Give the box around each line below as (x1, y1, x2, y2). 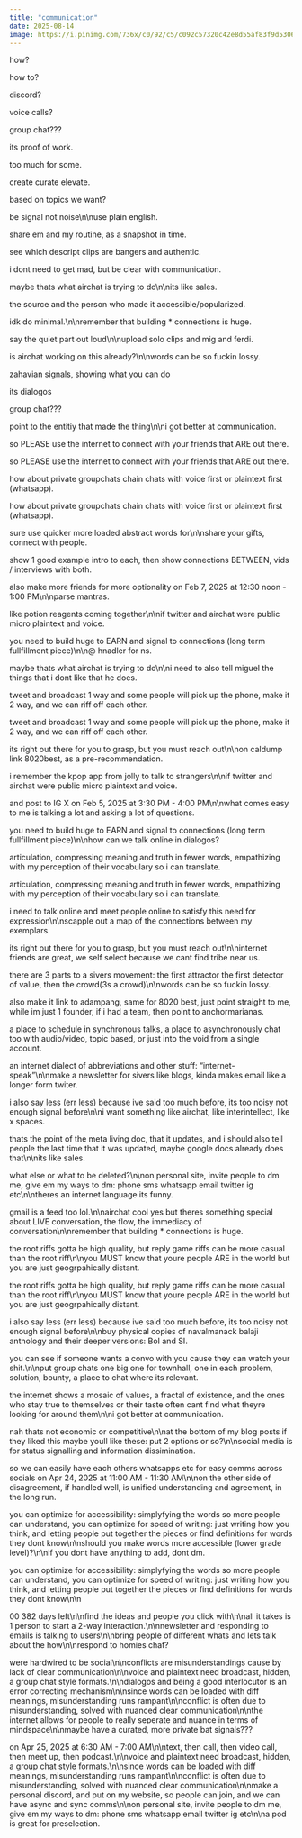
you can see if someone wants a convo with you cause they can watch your (9, 1353, 290, 1364)
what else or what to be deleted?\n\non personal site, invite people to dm (9, 1170, 280, 1181)
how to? (9, 72, 39, 83)
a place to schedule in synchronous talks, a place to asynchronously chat (9, 1024, 281, 1034)
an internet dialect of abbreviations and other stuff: (9, 1060, 198, 1071)
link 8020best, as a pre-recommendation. (9, 753, 164, 764)
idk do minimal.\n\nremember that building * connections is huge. (9, 316, 252, 327)
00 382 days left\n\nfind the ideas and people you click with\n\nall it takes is (9, 1611, 292, 1622)
